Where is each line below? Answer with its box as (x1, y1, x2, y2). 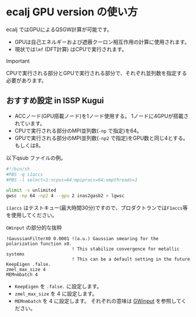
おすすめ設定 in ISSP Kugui (6, 96, 104, 106)
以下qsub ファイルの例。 (6, 154, 66, 161)
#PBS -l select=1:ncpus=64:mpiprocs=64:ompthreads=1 (6, 177, 138, 183)
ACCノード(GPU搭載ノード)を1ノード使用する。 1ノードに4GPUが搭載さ (14, 112, 189, 119)
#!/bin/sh (6, 166, 31, 172)
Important (6, 57, 30, 65)
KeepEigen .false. (6, 262, 51, 268)
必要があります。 (6, 77, 47, 84)
